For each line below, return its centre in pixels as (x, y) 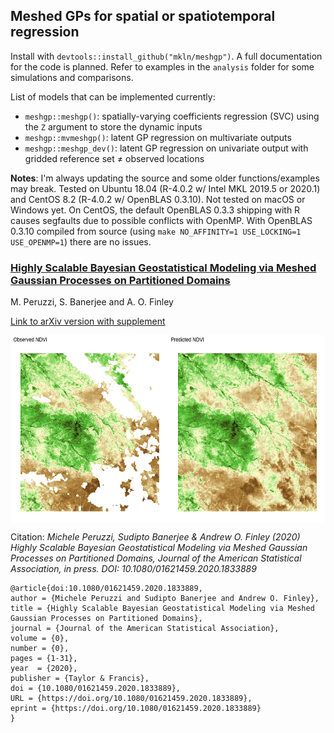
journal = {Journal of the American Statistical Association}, (145, 629)
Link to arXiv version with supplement (88, 321)
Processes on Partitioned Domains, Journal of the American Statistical (156, 558)
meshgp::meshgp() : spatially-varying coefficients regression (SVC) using (172, 116)
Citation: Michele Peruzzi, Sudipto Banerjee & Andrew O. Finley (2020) (155, 537)
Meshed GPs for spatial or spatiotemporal (143, 16)
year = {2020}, (44, 669)
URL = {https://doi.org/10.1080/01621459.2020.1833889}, (131, 699)
